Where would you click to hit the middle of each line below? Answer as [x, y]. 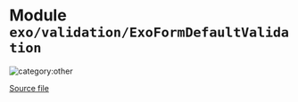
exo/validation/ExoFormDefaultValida [149, 32]
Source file [29, 88]
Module [38, 16]
